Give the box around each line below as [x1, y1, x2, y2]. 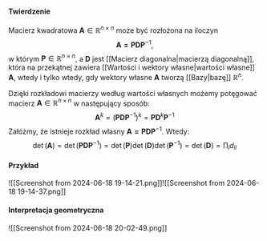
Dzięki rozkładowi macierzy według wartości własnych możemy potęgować [8, 88, 258, 98]
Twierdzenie [8, 6, 51, 16]
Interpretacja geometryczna [8, 205, 104, 215]
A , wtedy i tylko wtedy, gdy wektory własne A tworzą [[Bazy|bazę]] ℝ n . [8, 71, 245, 82]
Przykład [8, 160, 39, 170]
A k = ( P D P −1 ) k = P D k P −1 [95, 111, 175, 123]
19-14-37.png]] [17, 187, 67, 196]
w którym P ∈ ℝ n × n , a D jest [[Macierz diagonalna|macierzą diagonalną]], [8, 52, 255, 63]
